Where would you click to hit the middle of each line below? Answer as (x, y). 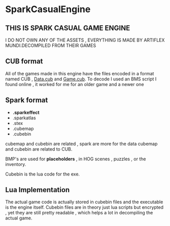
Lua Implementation (38, 190)
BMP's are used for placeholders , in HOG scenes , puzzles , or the (76, 159)
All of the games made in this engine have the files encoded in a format (80, 73)
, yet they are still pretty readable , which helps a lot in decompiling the (79, 213)
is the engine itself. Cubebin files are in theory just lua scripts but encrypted (84, 207)
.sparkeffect (26, 112)
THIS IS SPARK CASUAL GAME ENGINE (68, 28)
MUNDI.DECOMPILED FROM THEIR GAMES (51, 46)
